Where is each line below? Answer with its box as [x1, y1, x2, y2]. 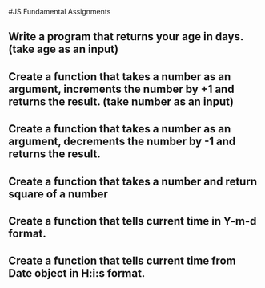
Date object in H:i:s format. [8, 266, 146, 280]
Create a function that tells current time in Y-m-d [8, 214, 257, 228]
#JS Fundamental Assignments [8, 7, 111, 16]
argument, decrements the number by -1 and [8, 135, 236, 148]
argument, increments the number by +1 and [8, 82, 235, 95]
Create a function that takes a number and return [8, 174, 258, 188]
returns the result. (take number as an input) [8, 95, 235, 108]
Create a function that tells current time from [8, 254, 236, 268]
